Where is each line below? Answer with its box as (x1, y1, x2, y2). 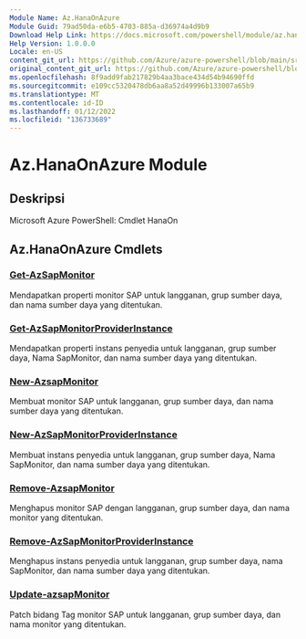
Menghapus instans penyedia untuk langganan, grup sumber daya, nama (9, 556, 284, 567)
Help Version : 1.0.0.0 (9, 38, 96, 48)
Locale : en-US (9, 47, 64, 57)
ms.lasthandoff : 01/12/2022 (9, 107, 117, 116)
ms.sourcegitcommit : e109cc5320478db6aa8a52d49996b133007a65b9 (9, 81, 255, 90)
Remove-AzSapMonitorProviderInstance (9, 535, 194, 548)
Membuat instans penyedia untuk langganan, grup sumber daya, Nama (9, 449, 276, 460)
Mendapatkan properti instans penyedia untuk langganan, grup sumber (9, 343, 277, 354)
